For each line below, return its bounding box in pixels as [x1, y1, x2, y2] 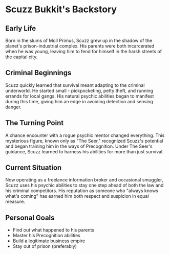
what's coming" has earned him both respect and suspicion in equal [5, 193, 150, 199]
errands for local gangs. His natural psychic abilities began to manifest [5, 93, 154, 99]
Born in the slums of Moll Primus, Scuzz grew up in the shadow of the [5, 37, 153, 43]
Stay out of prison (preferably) [12, 243, 77, 249]
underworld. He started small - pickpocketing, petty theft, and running [5, 87, 154, 94]
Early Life [5, 24, 36, 33]
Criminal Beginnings [5, 68, 72, 77]
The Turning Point [5, 119, 64, 127]
